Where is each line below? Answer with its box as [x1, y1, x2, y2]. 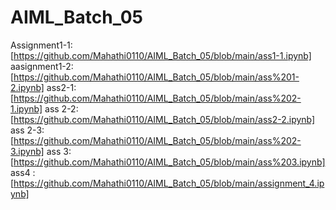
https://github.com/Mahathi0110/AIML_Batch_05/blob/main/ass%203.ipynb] [13, 156, 326, 168]
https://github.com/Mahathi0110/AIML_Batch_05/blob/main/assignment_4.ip [13, 177, 325, 189]
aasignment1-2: [10, 60, 74, 72]
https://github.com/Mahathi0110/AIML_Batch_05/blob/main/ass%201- [13, 71, 300, 83]
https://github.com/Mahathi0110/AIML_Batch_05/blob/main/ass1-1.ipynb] [13, 49, 312, 61]
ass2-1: [46, 81, 77, 93]
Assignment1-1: [10, 39, 73, 51]
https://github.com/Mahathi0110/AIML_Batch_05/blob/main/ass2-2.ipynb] [13, 113, 316, 125]
